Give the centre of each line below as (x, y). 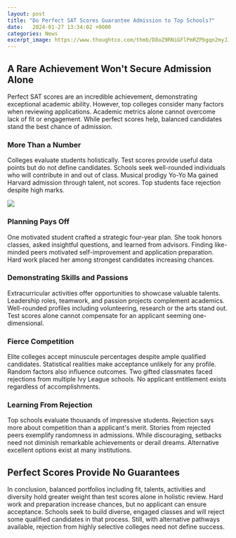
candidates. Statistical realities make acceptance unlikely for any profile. (112, 365)
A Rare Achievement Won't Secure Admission (110, 69)
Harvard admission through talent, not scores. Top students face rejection (114, 183)
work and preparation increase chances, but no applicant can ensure (107, 504)
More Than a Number (44, 145)
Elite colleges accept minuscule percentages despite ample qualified (107, 357)
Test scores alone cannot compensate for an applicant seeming (99, 315)
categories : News (33, 33)
